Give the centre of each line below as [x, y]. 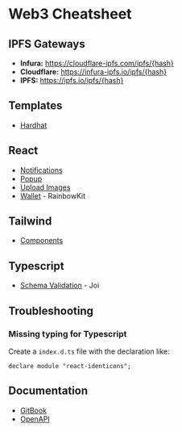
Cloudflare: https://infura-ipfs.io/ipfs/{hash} [93, 72]
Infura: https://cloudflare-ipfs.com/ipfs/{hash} [97, 63]
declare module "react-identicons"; [70, 366]
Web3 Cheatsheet [70, 14]
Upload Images [45, 187]
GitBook [33, 410]
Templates [35, 106]
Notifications [41, 170]
